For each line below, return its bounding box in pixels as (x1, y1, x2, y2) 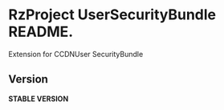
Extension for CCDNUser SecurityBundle (8, 49, 144, 59)
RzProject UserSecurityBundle (8, 6, 217, 24)
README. (8, 22, 74, 41)
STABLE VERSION (8, 94, 69, 104)
